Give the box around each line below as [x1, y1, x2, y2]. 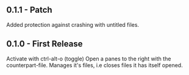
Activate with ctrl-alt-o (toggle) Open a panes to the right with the [6, 55, 171, 62]
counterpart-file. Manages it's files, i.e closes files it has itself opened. [6, 61, 183, 69]
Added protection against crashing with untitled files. [6, 21, 139, 28]
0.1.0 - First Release [6, 39, 83, 49]
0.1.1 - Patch [6, 5, 53, 15]
